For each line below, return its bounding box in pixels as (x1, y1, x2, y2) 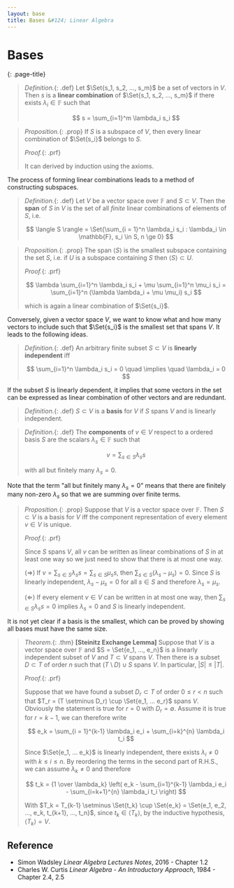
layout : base (7, 10, 45, 18)
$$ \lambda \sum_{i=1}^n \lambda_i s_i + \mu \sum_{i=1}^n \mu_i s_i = (25, 281, 227, 289)
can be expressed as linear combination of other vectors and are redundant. (7, 393, 227, 402)
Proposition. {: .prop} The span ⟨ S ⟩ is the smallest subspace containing (24, 246, 227, 254)
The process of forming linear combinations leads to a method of (7, 176, 194, 184)
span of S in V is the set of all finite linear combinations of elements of (24, 204, 227, 212)
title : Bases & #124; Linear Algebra (7, 17, 114, 24)
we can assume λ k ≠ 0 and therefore (24, 765, 131, 774)
